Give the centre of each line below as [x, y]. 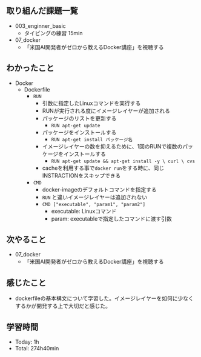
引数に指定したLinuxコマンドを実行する [91, 103]
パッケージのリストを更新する [79, 118]
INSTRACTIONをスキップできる [81, 175]
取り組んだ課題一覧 [42, 11]
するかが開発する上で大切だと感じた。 [63, 306]
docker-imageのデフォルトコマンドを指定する [100, 189]
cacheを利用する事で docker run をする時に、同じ [103, 168]
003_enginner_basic [41, 25]
